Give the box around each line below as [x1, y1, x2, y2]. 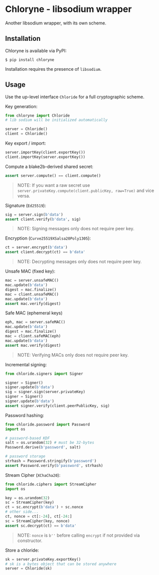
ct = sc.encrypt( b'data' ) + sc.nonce [5, 505, 83, 510]
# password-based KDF [5, 435, 50, 440]
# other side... [5, 509, 39, 514]
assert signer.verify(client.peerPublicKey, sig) [5, 403, 110, 408]
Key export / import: [5, 141, 46, 146]
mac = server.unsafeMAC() [5, 278, 59, 283]
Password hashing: [5, 412, 44, 418]
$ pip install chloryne [5, 57, 55, 62]
